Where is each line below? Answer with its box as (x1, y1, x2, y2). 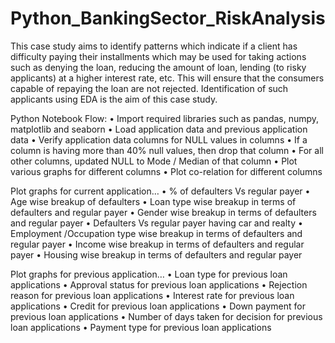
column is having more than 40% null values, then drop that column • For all (10, 144, 324, 156)
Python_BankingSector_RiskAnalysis (10, 7, 326, 30)
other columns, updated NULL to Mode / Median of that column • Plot (10, 155, 298, 167)
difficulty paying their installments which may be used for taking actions (10, 50, 307, 62)
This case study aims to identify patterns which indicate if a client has (10, 40, 298, 52)
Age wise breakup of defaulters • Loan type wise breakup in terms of (10, 195, 297, 207)
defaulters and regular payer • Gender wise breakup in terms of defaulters (10, 206, 317, 218)
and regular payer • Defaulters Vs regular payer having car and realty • (10, 217, 303, 229)
